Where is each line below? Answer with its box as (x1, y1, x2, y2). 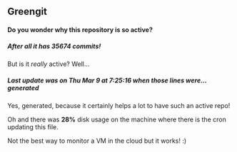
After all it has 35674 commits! (7, 42, 101, 50)
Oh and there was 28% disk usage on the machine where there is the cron (7, 115, 226, 124)
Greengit (7, 6, 48, 18)
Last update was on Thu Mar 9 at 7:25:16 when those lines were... (7, 76, 207, 85)
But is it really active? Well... (7, 60, 90, 68)
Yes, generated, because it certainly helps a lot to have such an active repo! (7, 101, 231, 109)
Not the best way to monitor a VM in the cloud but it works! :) (7, 136, 187, 145)
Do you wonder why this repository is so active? (7, 25, 153, 34)
